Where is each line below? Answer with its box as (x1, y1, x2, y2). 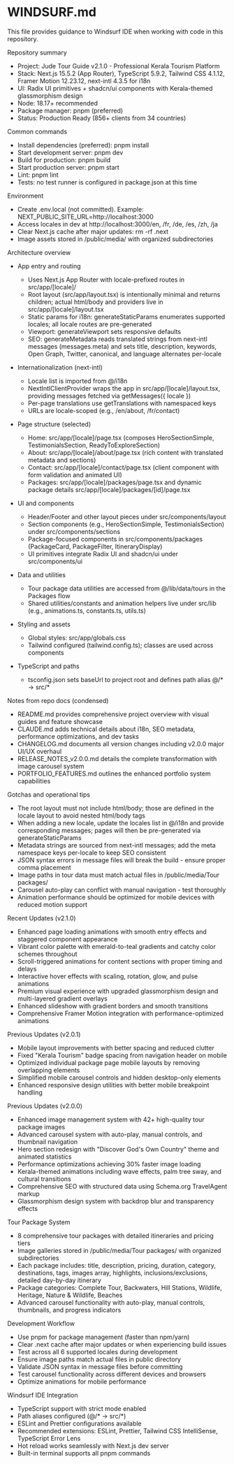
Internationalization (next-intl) (17, 363, 103, 371)
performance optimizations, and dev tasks (17, 732, 140, 741)
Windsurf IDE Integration (7, 1391, 78, 1399)
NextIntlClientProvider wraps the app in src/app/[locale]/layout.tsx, (27, 384, 221, 392)
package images (17, 1122, 66, 1131)
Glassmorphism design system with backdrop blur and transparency (17, 1196, 214, 1205)
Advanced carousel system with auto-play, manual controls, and (17, 1130, 203, 1138)
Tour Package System (7, 1217, 71, 1226)
